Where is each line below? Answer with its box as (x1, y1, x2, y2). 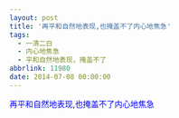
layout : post (9, 13, 59, 23)
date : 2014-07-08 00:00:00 (9, 73, 111, 82)
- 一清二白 (17, 38, 53, 48)
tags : (9, 30, 30, 39)
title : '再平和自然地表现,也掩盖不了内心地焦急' (9, 22, 172, 31)
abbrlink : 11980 (9, 64, 71, 74)
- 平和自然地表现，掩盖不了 (17, 55, 107, 64)
